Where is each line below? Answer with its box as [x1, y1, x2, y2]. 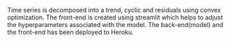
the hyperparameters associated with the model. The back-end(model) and [7, 21, 224, 28]
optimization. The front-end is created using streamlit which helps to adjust [7, 13, 223, 21]
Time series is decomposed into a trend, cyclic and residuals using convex [7, 6, 222, 14]
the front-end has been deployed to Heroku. [7, 28, 134, 36]
